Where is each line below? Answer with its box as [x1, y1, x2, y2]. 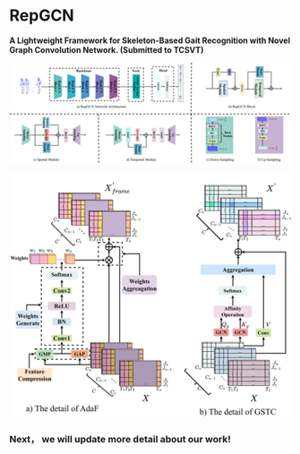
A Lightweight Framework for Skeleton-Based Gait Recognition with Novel [9, 35, 291, 46]
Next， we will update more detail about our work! [9, 433, 231, 446]
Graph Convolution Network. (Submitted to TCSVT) [9, 44, 204, 55]
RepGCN [9, 5, 74, 26]
